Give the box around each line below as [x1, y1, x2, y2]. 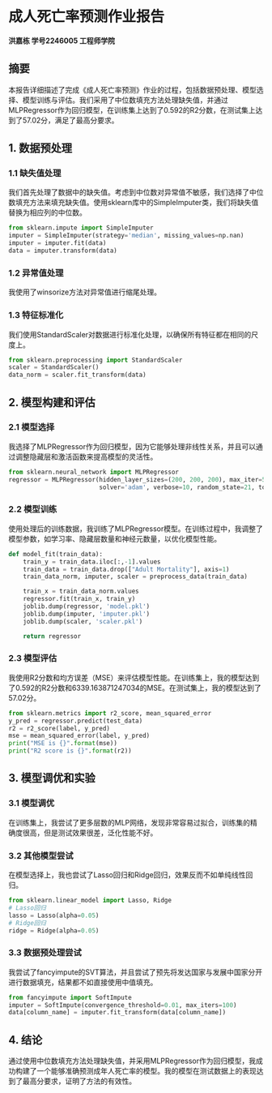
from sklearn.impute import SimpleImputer [8, 224, 154, 232]
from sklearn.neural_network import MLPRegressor [8, 468, 180, 476]
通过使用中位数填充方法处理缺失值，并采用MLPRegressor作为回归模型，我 [8, 1056, 257, 1066]
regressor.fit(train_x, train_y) [23, 595, 136, 603]
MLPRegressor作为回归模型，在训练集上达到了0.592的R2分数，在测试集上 [8, 105, 257, 114]
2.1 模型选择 [8, 422, 55, 433]
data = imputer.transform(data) [8, 246, 117, 255]
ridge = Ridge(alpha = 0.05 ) [8, 926, 100, 935]
